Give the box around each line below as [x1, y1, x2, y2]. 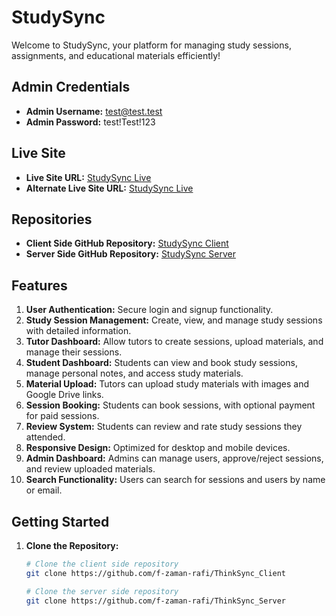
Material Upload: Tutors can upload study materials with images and [25, 378, 310, 390]
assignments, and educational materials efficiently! [11, 49, 221, 61]
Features [11, 277, 68, 294]
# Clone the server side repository [25, 586, 179, 596]
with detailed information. [25, 325, 132, 337]
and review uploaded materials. [25, 463, 156, 475]
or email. [25, 484, 63, 496]
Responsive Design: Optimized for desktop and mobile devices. [25, 442, 291, 454]
